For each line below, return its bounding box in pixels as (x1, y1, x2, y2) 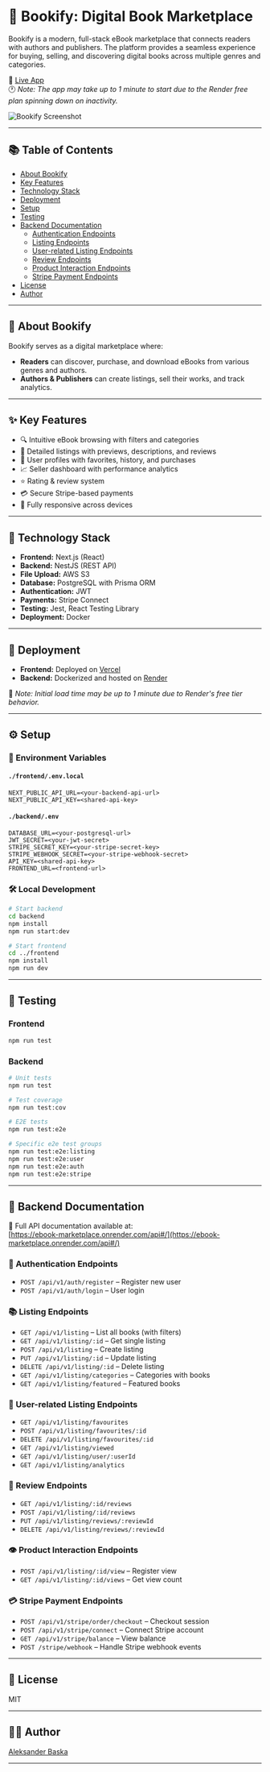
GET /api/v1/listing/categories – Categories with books (19, 1370, 211, 1380)
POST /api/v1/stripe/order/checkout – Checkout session (19, 1616, 210, 1626)
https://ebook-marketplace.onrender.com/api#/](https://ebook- (10, 1230, 220, 1239)
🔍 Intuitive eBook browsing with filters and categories (19, 435, 199, 445)
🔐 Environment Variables (8, 753, 107, 764)
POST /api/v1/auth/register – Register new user (19, 1276, 182, 1286)
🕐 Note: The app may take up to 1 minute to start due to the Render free (8, 84, 248, 93)
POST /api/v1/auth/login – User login (19, 1285, 145, 1295)
